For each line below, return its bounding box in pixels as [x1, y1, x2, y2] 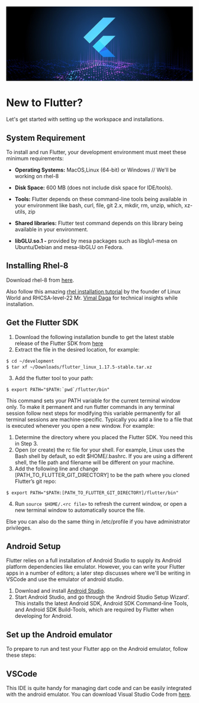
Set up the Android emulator [6, 630, 113, 640]
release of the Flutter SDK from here [14, 340, 104, 347]
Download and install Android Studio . [14, 587, 105, 595]
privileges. [6, 524, 32, 531]
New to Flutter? [6, 96, 83, 109]
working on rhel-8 [14, 173, 59, 180]
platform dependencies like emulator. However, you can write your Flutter [6, 563, 185, 570]
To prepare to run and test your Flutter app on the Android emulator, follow [6, 646, 188, 653]
